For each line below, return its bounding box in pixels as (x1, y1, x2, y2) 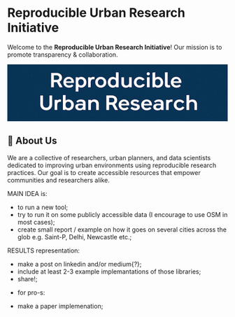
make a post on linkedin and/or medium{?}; (17, 260, 142, 268)
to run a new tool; (17, 203, 69, 211)
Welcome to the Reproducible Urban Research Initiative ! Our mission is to (7, 43, 222, 51)
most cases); (17, 218, 55, 226)
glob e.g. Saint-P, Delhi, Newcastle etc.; (17, 232, 132, 241)
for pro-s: (17, 288, 45, 297)
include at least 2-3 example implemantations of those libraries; (17, 267, 201, 276)
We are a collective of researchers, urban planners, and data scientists (7, 153, 211, 162)
